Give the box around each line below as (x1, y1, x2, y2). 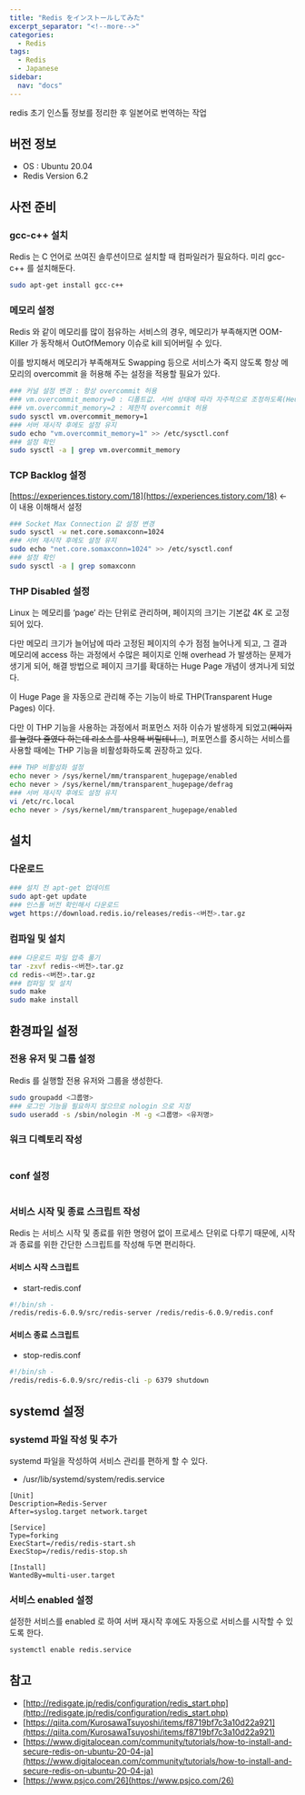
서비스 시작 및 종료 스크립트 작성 (9, 1205, 141, 1217)
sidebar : (9, 73, 43, 82)
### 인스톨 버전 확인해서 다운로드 (9, 900, 120, 910)
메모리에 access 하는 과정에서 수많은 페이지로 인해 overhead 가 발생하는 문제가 (9, 650, 292, 661)
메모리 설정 (9, 304, 55, 317)
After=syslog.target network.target (9, 1507, 148, 1516)
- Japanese (17, 65, 59, 74)
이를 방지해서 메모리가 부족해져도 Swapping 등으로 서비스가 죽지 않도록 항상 (9, 357, 280, 368)
